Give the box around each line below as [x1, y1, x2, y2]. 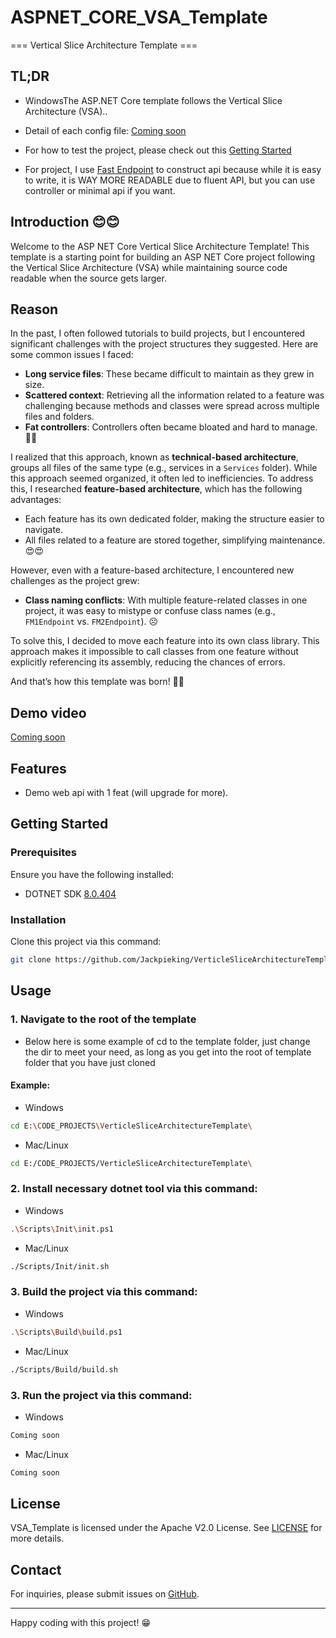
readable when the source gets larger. [10, 272, 167, 284]
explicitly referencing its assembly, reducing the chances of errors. [10, 656, 286, 668]
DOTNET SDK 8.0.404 [24, 887, 117, 900]
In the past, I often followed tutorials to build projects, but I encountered [10, 327, 306, 340]
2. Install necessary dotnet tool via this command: [10, 1182, 258, 1196]
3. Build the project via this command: [10, 1285, 198, 1299]
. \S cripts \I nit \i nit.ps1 [10, 1224, 114, 1234]
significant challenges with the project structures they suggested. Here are [10, 338, 319, 350]
